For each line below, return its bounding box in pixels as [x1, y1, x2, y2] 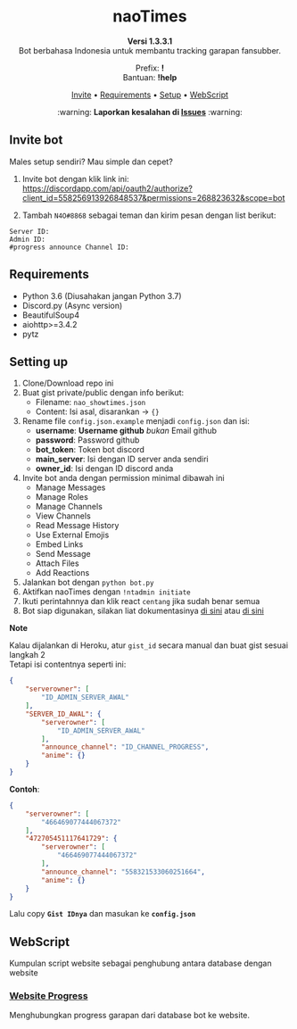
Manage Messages [35, 482, 106, 493]
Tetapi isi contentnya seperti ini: [9, 659, 127, 670]
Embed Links [35, 539, 84, 550]
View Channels [35, 510, 91, 521]
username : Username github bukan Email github [35, 426, 217, 436]
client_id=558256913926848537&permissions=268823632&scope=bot [21, 192, 285, 203]
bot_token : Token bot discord [35, 444, 145, 455]
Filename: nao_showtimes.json [35, 397, 146, 408]
